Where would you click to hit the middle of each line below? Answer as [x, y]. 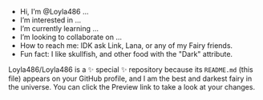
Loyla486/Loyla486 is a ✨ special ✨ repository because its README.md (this [131, 70]
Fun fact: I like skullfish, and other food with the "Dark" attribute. [126, 54]
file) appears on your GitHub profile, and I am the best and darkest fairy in [130, 78]
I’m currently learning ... [59, 28]
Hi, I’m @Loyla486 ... [55, 12]
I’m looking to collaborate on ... [71, 37]
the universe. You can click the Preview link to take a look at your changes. [131, 87]
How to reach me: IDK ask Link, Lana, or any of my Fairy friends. [126, 46]
